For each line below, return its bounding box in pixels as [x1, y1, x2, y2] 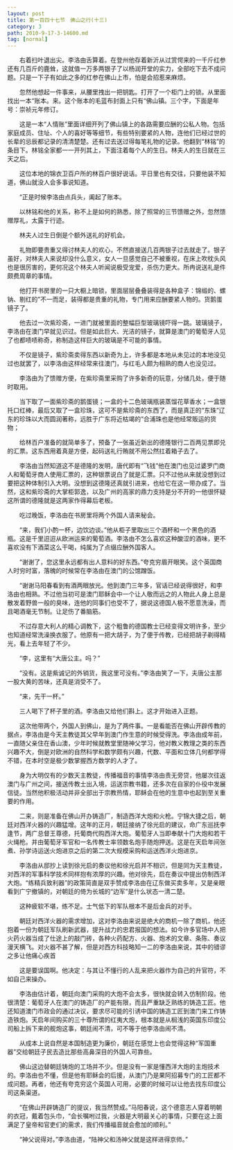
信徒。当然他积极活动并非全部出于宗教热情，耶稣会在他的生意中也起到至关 [7, 789, 220, 797]
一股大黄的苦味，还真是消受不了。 [7, 678, 105, 686]
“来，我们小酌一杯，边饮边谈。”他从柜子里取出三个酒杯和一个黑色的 [19, 526, 210, 534]
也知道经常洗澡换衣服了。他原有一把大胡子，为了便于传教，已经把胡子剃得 [7, 630, 220, 639]
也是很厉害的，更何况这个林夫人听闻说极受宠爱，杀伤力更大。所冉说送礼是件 [7, 263, 226, 271]
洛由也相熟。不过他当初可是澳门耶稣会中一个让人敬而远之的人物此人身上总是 [7, 590, 226, 599]
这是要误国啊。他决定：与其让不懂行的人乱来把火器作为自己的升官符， [19, 966, 220, 975]
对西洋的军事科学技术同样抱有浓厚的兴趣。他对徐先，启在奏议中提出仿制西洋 [7, 870, 226, 878]
